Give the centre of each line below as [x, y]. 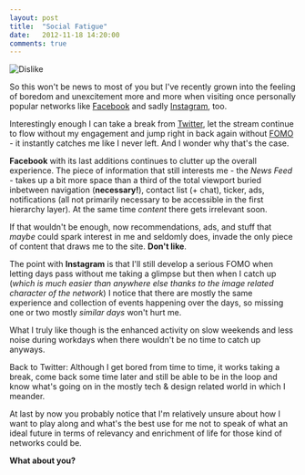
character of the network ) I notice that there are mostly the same [131, 294]
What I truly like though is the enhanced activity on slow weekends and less [152, 330]
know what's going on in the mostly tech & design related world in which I [147, 387]
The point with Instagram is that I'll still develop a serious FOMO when [142, 264]
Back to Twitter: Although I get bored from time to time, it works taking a [145, 367]
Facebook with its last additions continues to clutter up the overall [133, 161]
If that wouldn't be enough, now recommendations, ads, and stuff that [141, 227]
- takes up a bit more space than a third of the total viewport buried [136, 181]
